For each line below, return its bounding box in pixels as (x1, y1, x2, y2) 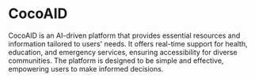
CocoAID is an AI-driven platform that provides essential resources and (8, 31, 241, 40)
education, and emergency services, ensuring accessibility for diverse (8, 47, 238, 57)
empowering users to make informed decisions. (8, 64, 164, 73)
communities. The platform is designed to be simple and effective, (8, 56, 224, 65)
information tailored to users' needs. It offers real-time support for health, (8, 39, 248, 48)
